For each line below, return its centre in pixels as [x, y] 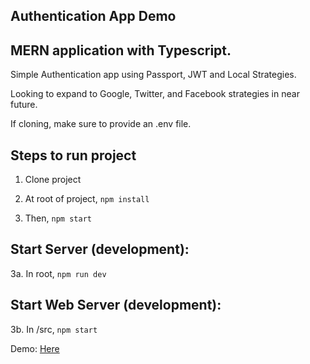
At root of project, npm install [87, 199]
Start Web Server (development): [116, 305]
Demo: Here [35, 348]
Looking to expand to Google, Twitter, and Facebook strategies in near [155, 94]
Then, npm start [58, 218]
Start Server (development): [100, 249]
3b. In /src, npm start [54, 329]
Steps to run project [73, 155]
